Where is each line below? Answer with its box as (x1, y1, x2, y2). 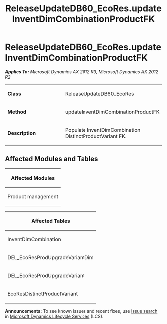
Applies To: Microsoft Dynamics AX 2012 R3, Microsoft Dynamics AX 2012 (5, 68, 159, 75)
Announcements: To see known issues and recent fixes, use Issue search (5, 308, 158, 314)
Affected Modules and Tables (5, 155, 98, 163)
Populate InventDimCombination (65, 126, 141, 133)
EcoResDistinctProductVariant (7, 290, 78, 297)
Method (7, 108, 27, 115)
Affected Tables (31, 217, 71, 224)
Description (7, 129, 36, 136)
